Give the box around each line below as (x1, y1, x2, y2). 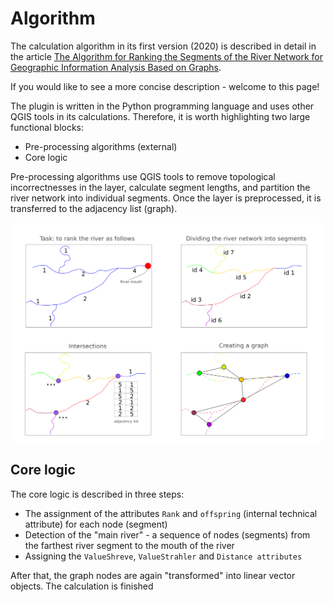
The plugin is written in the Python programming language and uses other (10, 100, 315, 112)
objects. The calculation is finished (10, 580, 154, 592)
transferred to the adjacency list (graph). (10, 202, 178, 214)
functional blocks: (10, 121, 85, 133)
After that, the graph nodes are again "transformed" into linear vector (10, 569, 296, 581)
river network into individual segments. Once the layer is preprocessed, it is (10, 192, 322, 204)
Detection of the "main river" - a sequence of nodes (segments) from (24, 528, 311, 541)
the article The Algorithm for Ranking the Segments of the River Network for (10, 50, 324, 62)
